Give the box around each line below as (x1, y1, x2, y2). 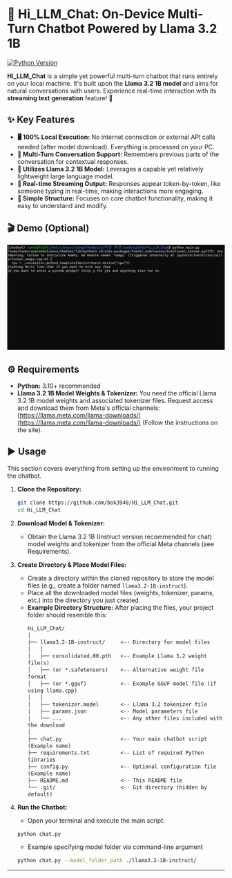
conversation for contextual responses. (17, 157, 129, 165)
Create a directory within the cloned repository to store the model (27, 574, 214, 582)
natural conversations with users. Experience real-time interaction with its (7, 86, 217, 95)
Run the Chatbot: (17, 803, 68, 811)
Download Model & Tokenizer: (17, 519, 106, 527)
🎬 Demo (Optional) (7, 223, 90, 234)
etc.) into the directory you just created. (27, 596, 141, 604)
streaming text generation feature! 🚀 (7, 93, 113, 102)
